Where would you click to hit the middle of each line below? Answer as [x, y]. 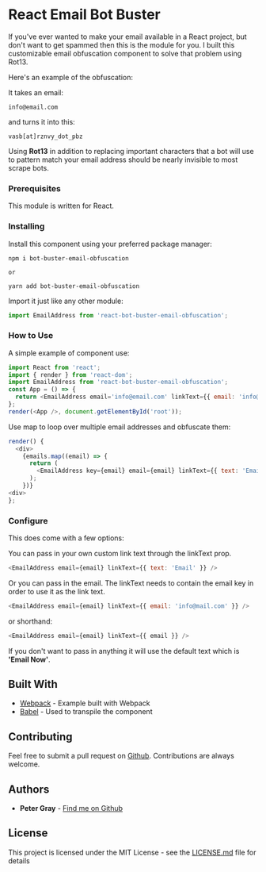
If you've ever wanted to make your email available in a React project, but [127, 36]
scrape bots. [29, 167]
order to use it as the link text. [57, 591]
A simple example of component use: [69, 353]
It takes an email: [36, 92]
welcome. [24, 764]
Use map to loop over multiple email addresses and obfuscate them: [120, 427]
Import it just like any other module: [66, 301]
